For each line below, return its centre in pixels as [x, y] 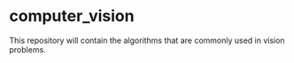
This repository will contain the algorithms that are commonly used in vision [147, 40]
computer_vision [72, 16]
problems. [27, 49]
